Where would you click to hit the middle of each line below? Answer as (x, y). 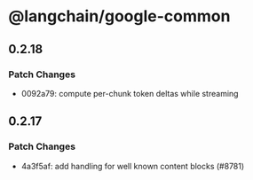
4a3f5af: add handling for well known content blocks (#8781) (133, 166)
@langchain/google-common (119, 16)
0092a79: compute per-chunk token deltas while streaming (130, 93)
